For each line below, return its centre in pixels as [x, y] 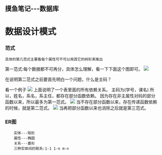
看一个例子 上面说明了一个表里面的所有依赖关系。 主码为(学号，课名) [77, 90]
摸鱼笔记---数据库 [32, 9]
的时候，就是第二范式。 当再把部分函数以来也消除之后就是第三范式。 [77, 108]
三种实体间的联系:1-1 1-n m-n [41, 149]
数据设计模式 [31, 31]
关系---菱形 [24, 144]
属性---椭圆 [24, 138]
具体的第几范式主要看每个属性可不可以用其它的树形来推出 [54, 59]
